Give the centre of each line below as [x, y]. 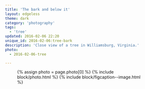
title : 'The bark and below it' [37, 9]
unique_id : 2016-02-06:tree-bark [39, 41]
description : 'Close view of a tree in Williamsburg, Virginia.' [72, 45]
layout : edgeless [22, 14]
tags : [10, 27]
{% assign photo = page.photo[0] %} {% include [65, 72]
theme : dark [17, 18]
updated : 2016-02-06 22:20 [32, 37]
